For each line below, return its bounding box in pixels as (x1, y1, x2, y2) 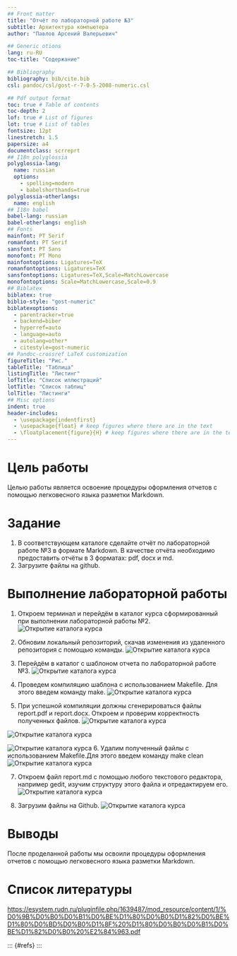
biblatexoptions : (7, 304, 59, 311)
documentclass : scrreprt (7, 147, 80, 154)
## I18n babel (7, 206, 49, 213)
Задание (7, 515, 61, 532)
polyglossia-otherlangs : (7, 193, 80, 200)
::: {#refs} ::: (7, 940, 42, 950)
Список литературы (7, 881, 133, 897)
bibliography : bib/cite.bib (7, 75, 90, 82)
